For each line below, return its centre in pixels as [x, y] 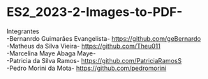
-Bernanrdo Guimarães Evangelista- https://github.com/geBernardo [104, 38]
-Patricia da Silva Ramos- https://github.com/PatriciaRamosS [94, 60]
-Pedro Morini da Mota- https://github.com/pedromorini [87, 68]
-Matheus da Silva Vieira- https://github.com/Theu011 [84, 46]
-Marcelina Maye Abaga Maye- [51, 53]
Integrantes [23, 31]
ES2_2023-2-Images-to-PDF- [95, 12]
